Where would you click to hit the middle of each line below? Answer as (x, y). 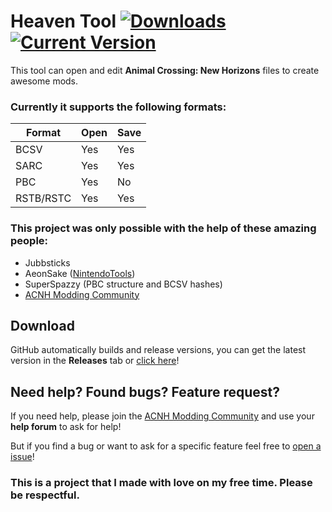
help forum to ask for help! (66, 427)
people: (29, 241)
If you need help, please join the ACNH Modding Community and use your (162, 416)
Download (42, 325)
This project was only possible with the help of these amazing (163, 228)
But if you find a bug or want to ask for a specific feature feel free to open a (166, 446)
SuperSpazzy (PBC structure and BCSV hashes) (123, 284)
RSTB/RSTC (43, 198)
